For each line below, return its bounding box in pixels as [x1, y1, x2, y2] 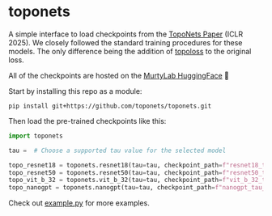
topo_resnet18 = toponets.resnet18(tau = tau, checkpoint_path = [8, 161, 223, 169]
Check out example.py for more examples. [8, 198, 150, 208]
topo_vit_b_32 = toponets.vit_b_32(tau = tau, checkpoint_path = [8, 176, 223, 184]
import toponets [8, 132, 63, 140]
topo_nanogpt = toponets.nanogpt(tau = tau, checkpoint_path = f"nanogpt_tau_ [8, 184, 266, 192]
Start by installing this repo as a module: [8, 86, 142, 95]
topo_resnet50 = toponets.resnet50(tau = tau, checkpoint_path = [8, 168, 223, 176]
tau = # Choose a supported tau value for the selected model [8, 146, 227, 155]
